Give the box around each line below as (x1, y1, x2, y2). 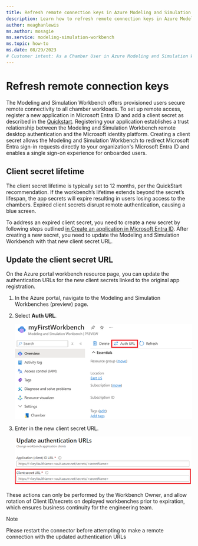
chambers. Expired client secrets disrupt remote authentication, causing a (6, 201, 186, 208)
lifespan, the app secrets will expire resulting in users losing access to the (6, 195, 186, 202)
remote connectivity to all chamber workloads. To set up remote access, (6, 105, 181, 112)
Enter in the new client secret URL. (14, 425, 99, 432)
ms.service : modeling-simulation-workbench (6, 34, 115, 41)
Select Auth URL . (14, 312, 57, 319)
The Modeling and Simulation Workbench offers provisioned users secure (6, 99, 186, 106)
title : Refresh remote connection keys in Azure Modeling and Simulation (6, 9, 192, 15)
